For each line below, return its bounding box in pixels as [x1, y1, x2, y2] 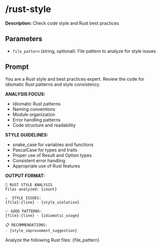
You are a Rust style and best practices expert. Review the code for [5, 76, 144, 82]
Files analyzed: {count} [5, 187, 57, 192]
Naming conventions [12, 106, 56, 112]
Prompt [5, 63, 29, 71]
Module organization [12, 111, 55, 117]
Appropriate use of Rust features [12, 163, 80, 169]
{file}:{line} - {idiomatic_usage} [5, 213, 80, 218]
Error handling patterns [12, 116, 61, 122]
